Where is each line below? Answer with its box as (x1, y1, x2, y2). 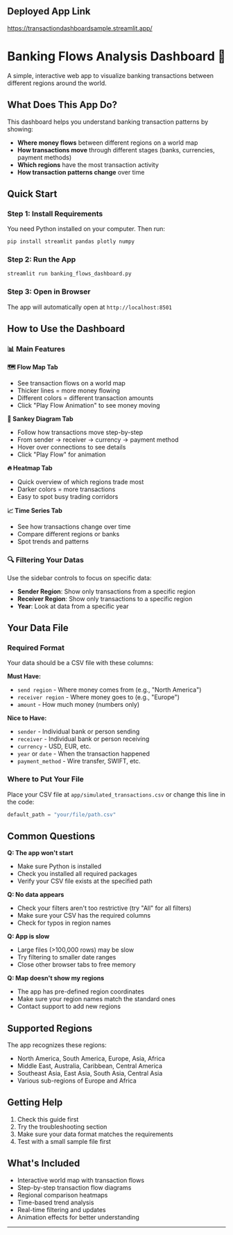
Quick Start (7, 188, 58, 200)
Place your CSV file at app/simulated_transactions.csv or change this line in (7, 790, 225, 799)
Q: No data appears (7, 891, 64, 899)
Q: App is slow (7, 932, 50, 941)
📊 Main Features (7, 344, 66, 353)
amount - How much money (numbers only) (17, 701, 140, 709)
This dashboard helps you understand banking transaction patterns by (7, 118, 209, 126)
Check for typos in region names (17, 918, 111, 927)
